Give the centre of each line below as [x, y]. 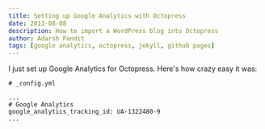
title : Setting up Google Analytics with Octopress [97, 16]
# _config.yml [32, 84]
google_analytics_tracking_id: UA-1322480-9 [84, 112]
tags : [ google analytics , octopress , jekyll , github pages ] [112, 46]
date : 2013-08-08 [38, 23]
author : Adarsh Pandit [46, 38]
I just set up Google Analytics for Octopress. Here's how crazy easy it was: [133, 69]
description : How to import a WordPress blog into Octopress [114, 31]
